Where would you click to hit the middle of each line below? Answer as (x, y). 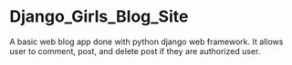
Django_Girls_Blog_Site (99, 17)
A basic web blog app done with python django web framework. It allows (146, 42)
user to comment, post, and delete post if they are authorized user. (135, 51)
